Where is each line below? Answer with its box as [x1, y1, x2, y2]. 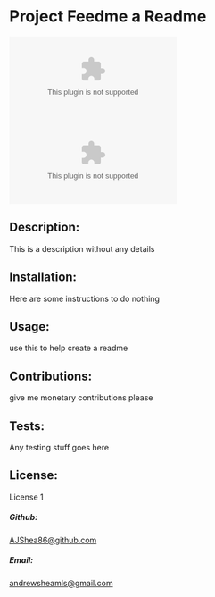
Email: [9, 555, 34, 566]
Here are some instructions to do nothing [9, 293, 161, 304]
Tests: [9, 418, 45, 433]
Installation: [9, 270, 78, 285]
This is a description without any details [9, 243, 155, 254]
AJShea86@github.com [9, 534, 97, 545]
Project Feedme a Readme [9, 6, 207, 27]
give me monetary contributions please [9, 392, 153, 403]
